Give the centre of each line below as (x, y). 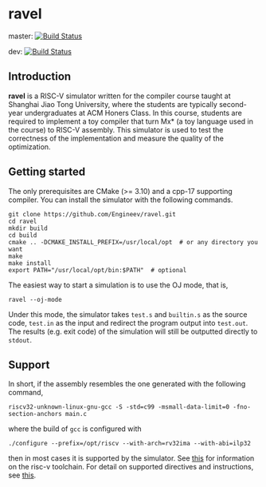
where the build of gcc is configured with (75, 429)
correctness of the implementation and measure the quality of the (116, 138)
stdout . (20, 339)
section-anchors (35, 414)
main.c (76, 414)
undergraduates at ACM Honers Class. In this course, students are (133, 113)
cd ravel (23, 221)
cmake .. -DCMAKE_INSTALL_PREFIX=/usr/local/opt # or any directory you (133, 242)
